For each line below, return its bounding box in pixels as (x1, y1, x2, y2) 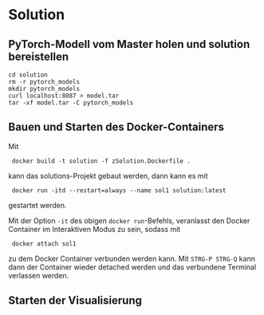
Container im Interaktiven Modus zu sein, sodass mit (8, 224, 181, 234)
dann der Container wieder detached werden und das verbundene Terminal (8, 262, 257, 272)
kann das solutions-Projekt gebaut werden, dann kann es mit (8, 171, 208, 180)
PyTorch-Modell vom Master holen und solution (8, 37, 250, 51)
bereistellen (8, 49, 69, 63)
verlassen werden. (8, 270, 69, 280)
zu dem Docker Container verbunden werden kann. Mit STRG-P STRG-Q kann (8, 254, 255, 263)
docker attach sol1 (11, 239, 77, 248)
